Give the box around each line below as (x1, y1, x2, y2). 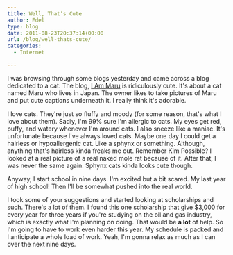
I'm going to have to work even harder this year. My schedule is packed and (7, 225, 224, 233)
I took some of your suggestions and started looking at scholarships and (7, 195, 214, 204)
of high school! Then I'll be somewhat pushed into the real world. (7, 182, 193, 190)
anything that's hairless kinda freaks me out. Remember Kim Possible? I (7, 147, 212, 155)
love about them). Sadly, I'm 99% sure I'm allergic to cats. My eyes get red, (7, 117, 222, 125)
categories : (7, 42, 42, 49)
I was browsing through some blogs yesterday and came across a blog (7, 74, 209, 82)
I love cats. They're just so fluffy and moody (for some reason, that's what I (7, 109, 222, 118)
